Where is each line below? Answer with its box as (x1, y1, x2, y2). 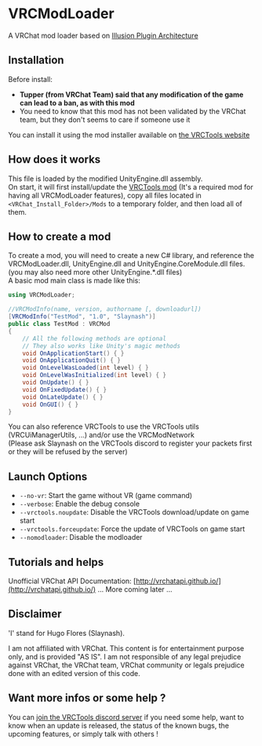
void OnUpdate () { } (22, 379, 89, 386)
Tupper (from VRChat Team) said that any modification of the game (19, 90, 244, 99)
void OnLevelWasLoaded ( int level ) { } (22, 364, 149, 372)
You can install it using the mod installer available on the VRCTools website (8, 130, 250, 139)
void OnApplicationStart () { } (22, 349, 125, 357)
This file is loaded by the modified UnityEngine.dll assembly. (8, 174, 203, 183)
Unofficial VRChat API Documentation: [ (8, 576, 136, 585)
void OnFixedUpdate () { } (22, 386, 107, 393)
